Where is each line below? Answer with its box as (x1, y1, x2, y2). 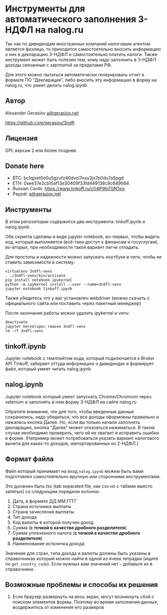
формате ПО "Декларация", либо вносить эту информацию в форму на (5, 77, 157, 83)
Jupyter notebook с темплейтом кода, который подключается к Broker (5, 355, 155, 361)
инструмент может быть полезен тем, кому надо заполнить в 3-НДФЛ (5, 56, 157, 62)
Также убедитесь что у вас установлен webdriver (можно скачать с (5, 295, 150, 301)
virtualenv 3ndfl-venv (5, 269, 52, 274)
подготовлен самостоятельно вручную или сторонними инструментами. (5, 473, 161, 479)
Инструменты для (5, 3, 85, 14)
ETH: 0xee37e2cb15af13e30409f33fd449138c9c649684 (12, 180, 130, 186)
